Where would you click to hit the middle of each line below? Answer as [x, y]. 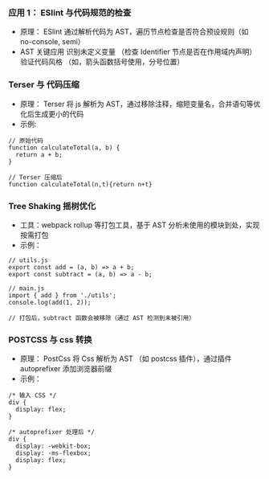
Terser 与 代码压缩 [44, 84]
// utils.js [28, 260]
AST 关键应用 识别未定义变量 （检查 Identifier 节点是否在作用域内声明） [138, 52]
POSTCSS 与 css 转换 [50, 339]
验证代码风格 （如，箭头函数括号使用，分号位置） [102, 62]
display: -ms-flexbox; [53, 453]
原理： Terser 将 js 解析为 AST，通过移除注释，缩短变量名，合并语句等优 [140, 104]
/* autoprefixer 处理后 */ [51, 432]
